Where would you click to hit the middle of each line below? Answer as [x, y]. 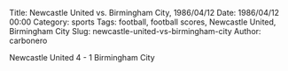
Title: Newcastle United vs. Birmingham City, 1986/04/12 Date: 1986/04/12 [144, 13]
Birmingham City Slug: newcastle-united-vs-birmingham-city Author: [135, 31]
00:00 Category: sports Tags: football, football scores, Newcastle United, [143, 22]
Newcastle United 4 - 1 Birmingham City [82, 57]
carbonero [28, 40]
